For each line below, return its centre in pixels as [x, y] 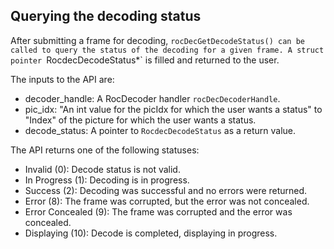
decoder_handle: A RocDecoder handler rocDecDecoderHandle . [152, 98]
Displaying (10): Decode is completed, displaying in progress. [151, 233]
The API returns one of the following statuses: [105, 150]
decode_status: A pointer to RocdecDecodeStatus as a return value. [160, 130]
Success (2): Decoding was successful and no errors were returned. [166, 190]
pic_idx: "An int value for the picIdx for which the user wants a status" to [173, 109]
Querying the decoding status [106, 16]
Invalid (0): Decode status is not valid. [102, 169]
